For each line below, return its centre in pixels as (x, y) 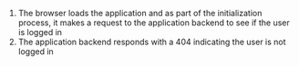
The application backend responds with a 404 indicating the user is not (152, 42)
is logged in (40, 32)
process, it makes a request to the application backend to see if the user (154, 23)
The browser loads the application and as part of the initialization (140, 13)
